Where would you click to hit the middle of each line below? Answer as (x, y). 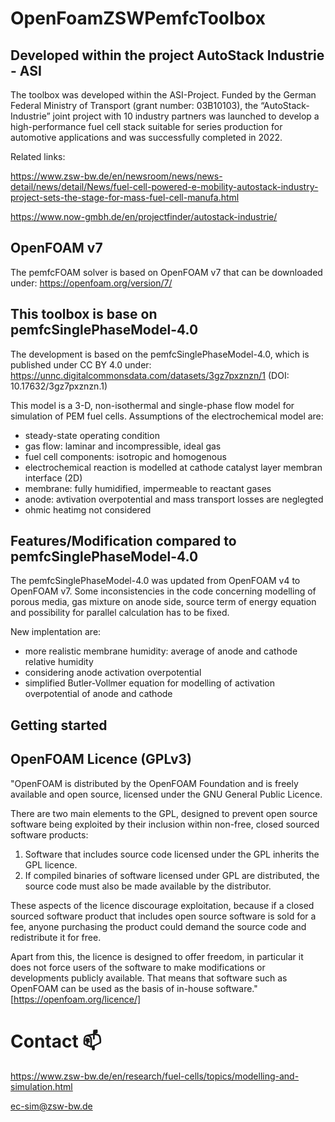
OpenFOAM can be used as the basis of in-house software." (134, 988)
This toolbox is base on (84, 314)
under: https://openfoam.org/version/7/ (91, 283)
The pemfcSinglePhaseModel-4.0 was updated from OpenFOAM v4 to (155, 581)
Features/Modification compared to (123, 541)
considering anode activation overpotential (113, 673)
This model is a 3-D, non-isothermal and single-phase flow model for (152, 405)
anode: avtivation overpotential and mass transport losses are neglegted (174, 499)
